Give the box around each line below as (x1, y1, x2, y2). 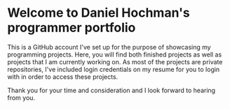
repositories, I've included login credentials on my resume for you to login (7, 65, 220, 73)
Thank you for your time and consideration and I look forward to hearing (7, 86, 216, 94)
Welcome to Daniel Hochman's (7, 5, 191, 21)
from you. (7, 93, 36, 102)
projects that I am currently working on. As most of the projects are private (7, 57, 223, 66)
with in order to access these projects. (7, 72, 119, 81)
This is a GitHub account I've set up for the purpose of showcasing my (7, 43, 212, 51)
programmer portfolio (7, 20, 136, 36)
